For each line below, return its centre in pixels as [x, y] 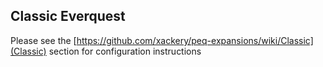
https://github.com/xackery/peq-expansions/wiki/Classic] [195, 40]
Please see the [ [43, 40]
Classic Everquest [68, 16]
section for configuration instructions [125, 51]
